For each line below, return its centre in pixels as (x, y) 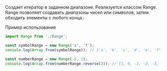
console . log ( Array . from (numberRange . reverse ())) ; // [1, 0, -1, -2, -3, (82, 64)
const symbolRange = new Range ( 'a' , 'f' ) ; (50, 45)
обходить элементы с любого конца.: (45, 18)
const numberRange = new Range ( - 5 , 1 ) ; (46, 59)
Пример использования (31, 27)
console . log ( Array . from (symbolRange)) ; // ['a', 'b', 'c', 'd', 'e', (79, 50)
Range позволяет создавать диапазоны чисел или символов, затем (77, 12)
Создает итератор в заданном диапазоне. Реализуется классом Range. (81, 7)
